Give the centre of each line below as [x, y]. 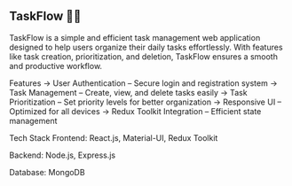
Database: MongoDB [47, 172]
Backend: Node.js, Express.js [63, 155]
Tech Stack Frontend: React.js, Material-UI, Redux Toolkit [114, 137]
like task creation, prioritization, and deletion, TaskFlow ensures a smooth [143, 56]
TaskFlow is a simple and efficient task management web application [135, 37]
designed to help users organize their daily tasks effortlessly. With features [146, 47]
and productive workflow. [56, 66]
